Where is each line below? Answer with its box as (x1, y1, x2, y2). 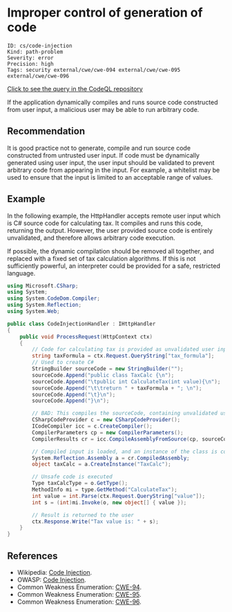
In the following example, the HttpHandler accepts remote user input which (7, 211, 221, 220)
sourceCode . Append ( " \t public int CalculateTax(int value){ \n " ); (32, 378, 221, 385)
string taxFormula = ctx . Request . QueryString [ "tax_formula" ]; (32, 352, 215, 360)
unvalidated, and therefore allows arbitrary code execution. (7, 233, 175, 242)
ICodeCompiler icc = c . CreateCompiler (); (32, 423, 153, 430)
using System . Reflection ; (7, 302, 81, 309)
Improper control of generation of (7, 5, 203, 21)
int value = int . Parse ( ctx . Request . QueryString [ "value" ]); (32, 493, 206, 499)
